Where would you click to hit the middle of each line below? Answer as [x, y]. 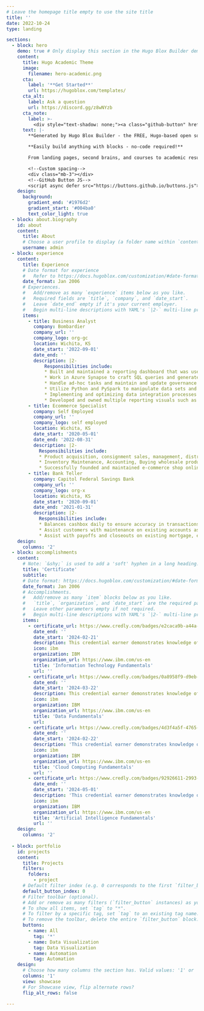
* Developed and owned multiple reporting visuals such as [121, 400]
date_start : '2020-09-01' [66, 502]
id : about [30, 225]
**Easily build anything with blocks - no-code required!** [106, 147]
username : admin [43, 248]
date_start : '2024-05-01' [66, 790]
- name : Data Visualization [63, 942]
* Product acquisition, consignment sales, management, [111, 457]
